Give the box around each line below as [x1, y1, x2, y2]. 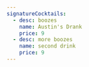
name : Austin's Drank [19, 23, 82, 30]
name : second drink [19, 43, 76, 50]
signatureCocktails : [6, 10, 67, 17]
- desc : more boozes [13, 36, 73, 43]
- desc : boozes [13, 17, 57, 24]
